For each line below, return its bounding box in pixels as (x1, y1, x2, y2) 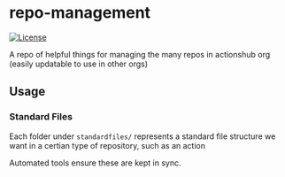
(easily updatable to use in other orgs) (9, 58, 149, 69)
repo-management (9, 3, 151, 23)
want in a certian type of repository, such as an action (9, 140, 206, 150)
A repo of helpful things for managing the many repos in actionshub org (9, 49, 271, 59)
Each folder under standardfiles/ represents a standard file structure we (9, 131, 276, 142)
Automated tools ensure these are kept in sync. (9, 158, 181, 168)
